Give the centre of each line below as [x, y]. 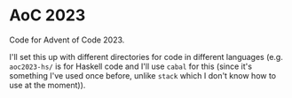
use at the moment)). [47, 85]
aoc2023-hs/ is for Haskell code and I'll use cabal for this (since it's [131, 66]
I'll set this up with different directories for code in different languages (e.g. [146, 57]
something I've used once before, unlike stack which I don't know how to [143, 75]
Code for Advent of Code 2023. [67, 40]
